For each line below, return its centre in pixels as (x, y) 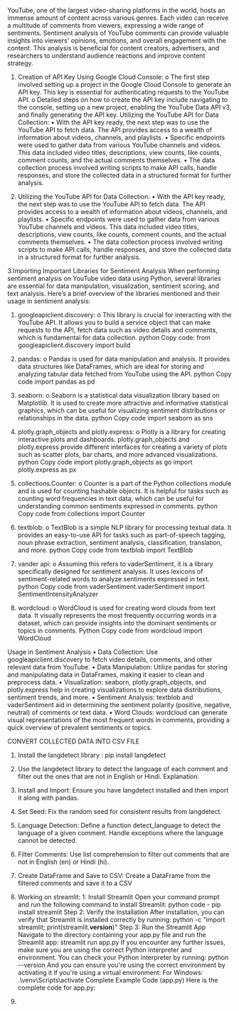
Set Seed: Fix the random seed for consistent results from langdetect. (120, 811)
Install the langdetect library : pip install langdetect (91, 755)
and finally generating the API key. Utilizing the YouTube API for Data (118, 115)
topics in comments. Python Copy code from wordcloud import (110, 630)
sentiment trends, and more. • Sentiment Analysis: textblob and (100, 697)
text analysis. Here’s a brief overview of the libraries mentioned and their (114, 293)
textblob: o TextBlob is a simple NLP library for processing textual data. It (124, 527)
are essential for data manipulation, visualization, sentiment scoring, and (113, 286)
